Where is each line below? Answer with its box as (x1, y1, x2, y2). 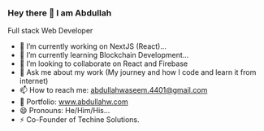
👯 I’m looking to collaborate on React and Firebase (19, 59, 188, 68)
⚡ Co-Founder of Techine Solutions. (19, 115, 140, 124)
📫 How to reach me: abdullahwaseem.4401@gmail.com (19, 85, 208, 95)
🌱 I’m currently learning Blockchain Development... (19, 50, 189, 60)
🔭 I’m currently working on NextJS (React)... (19, 41, 167, 51)
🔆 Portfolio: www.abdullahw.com (19, 97, 128, 107)
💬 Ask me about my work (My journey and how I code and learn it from (19, 68, 257, 77)
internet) (19, 76, 49, 86)
